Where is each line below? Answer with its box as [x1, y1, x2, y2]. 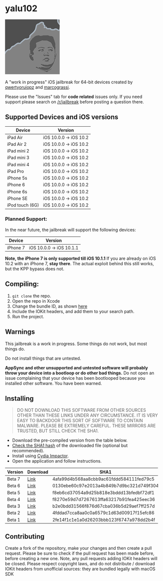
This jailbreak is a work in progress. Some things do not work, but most [5, 341, 147, 347]
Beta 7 [7, 476, 20, 482]
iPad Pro [7, 168, 24, 174]
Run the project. [12, 313, 45, 319]
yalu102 [5, 3, 38, 14]
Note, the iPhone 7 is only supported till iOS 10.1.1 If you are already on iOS [5, 255, 156, 261]
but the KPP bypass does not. [5, 266, 65, 272]
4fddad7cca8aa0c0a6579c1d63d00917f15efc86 [52, 510, 154, 516]
